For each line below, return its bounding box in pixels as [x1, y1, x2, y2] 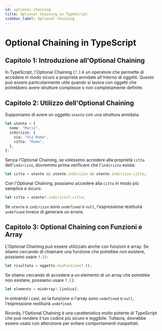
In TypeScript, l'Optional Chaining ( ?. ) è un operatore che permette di [5, 69, 144, 75]
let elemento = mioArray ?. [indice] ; [5, 286, 79, 292]
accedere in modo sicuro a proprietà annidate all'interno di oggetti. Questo [5, 74, 154, 80]
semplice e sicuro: [5, 186, 42, 192]
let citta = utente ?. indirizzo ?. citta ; [5, 195, 86, 200]
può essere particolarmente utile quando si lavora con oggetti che [5, 80, 137, 86]
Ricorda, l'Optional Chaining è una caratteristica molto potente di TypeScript [5, 310, 158, 316]
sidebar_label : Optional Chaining [5, 16, 75, 21]
